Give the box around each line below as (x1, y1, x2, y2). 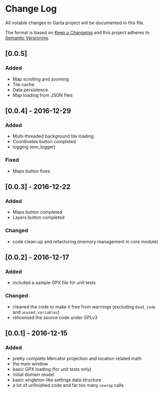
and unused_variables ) (12, 309, 60, 315)
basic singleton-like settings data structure (12, 377, 102, 383)
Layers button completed (12, 215, 65, 221)
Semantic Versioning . (5, 35, 49, 41)
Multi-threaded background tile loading (12, 133, 94, 139)
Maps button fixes (12, 168, 50, 174)
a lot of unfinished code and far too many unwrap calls (12, 382, 124, 388)
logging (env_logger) (12, 144, 56, 150)
